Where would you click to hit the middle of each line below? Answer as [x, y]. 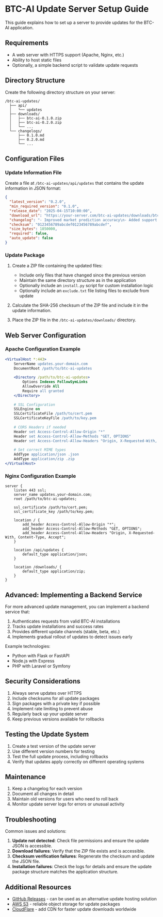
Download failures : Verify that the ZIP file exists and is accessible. [79, 851]
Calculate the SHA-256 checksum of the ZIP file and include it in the [80, 305]
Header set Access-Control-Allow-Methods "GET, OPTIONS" [73, 436]
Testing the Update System [47, 734]
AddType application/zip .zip [44, 459]
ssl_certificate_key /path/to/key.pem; [54, 512]
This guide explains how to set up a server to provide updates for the [74, 22]
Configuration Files [35, 159]
